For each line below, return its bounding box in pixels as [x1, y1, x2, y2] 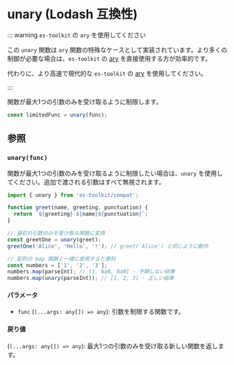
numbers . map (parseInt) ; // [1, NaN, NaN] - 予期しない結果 [7, 268, 175, 276]
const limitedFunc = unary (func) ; [7, 111, 108, 119]
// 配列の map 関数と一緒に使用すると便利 [7, 255, 116, 262]
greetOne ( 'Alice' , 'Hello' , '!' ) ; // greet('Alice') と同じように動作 [7, 242, 209, 250]
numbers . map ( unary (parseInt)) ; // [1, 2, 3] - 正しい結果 [7, 275, 175, 282]
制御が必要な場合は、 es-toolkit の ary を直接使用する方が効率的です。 [7, 54, 212, 63]
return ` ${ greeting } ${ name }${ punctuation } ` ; [13, 211, 149, 218]
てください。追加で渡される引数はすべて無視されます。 [7, 177, 166, 186]
